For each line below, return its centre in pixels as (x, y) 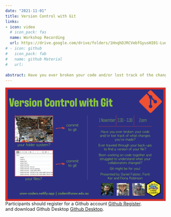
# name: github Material (34, 59)
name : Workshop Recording (37, 38)
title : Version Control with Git (41, 16)
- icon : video (20, 27)
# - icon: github (24, 48)
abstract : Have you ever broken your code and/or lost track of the (79, 75)
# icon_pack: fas (28, 32)
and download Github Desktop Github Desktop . (55, 209)
